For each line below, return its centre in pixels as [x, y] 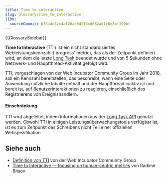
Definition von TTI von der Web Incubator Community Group [74, 161]
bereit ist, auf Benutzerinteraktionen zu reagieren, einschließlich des [75, 89]
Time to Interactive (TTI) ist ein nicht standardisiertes [60, 47]
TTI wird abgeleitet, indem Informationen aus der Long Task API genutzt [79, 117]
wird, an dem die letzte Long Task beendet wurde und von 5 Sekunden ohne [83, 58]
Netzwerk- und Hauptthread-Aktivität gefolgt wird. [57, 63]
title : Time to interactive [34, 10]
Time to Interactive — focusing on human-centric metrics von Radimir [84, 166]
